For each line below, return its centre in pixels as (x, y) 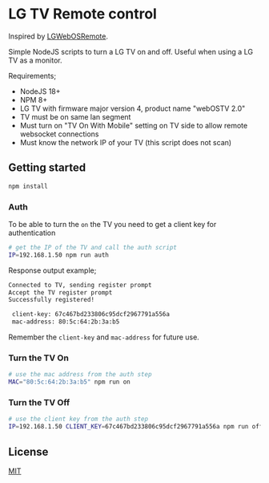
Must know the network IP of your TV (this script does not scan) (126, 142)
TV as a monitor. (35, 60)
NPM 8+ (34, 99)
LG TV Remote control (83, 14)
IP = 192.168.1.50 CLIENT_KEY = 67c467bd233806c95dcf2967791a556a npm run (128, 427)
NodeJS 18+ (40, 91)
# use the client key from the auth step (78, 419)
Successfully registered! (51, 300)
